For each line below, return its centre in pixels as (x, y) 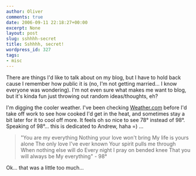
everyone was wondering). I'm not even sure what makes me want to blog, (96, 90)
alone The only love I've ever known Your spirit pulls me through (98, 144)
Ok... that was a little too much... (45, 167)
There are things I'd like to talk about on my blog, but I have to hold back (94, 77)
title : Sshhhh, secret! (35, 45)
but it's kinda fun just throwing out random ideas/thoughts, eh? (82, 96)
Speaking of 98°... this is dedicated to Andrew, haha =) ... (75, 126)
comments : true (25, 17)
